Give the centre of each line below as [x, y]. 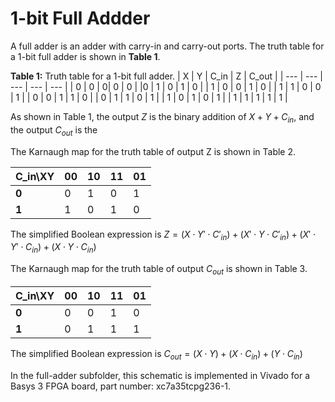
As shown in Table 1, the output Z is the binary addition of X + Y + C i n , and [162, 117]
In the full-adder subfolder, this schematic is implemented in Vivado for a [160, 375]
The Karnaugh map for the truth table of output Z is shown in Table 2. [153, 151]
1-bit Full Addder [80, 18]
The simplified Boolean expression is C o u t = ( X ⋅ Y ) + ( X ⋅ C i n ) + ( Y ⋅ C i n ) [156, 354]
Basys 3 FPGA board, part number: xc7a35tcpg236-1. [121, 386]
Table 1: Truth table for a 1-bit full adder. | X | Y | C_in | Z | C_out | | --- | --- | [166, 76]
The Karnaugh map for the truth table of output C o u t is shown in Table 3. [159, 270]
